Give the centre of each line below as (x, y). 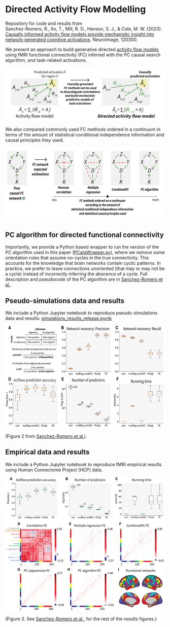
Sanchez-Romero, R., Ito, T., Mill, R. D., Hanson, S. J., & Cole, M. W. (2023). (84, 28)
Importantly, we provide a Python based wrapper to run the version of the (82, 247)
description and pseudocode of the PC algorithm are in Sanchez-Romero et (84, 280)
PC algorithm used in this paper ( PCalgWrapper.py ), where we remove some (85, 253)
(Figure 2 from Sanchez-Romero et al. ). (46, 436)
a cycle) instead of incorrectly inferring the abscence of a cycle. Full (76, 274)
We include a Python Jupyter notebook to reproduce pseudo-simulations (81, 313)
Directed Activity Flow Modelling (76, 9)
